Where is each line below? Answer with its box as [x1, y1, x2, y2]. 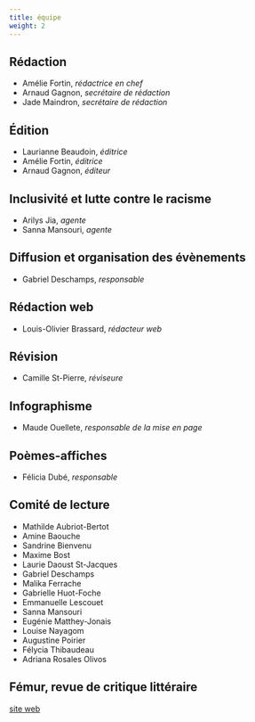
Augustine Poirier [21, 635, 86, 645]
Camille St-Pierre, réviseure [21, 373, 124, 383]
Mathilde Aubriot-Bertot [21, 521, 109, 531]
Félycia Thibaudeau [21, 644, 95, 655]
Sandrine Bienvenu [21, 540, 92, 551]
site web [9, 703, 41, 714]
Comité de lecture [9, 497, 110, 513]
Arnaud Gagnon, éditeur [21, 166, 111, 176]
